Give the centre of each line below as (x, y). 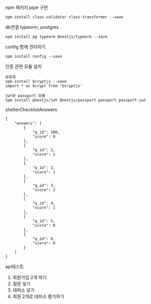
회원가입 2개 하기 (30, 277)
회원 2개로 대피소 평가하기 (38, 296)
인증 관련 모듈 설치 (24, 66)
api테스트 (15, 266)
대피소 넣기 (24, 290)
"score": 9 (44, 137)
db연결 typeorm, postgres (32, 27)
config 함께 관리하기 (25, 47)
